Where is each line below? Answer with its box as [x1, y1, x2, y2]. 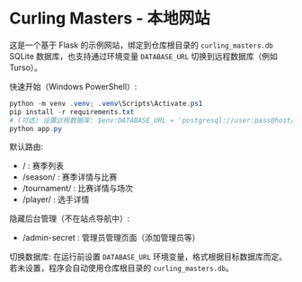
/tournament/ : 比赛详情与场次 [22, 183, 133, 194]
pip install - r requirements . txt [9, 107, 135, 117]
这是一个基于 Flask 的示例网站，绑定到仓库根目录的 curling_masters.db [9, 40, 274, 50]
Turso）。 [9, 62, 43, 73]
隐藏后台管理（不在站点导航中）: [9, 213, 130, 225]
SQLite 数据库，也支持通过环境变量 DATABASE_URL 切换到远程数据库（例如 [9, 50, 279, 61]
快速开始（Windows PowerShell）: [9, 81, 138, 92]
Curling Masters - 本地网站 [9, 8, 211, 29]
